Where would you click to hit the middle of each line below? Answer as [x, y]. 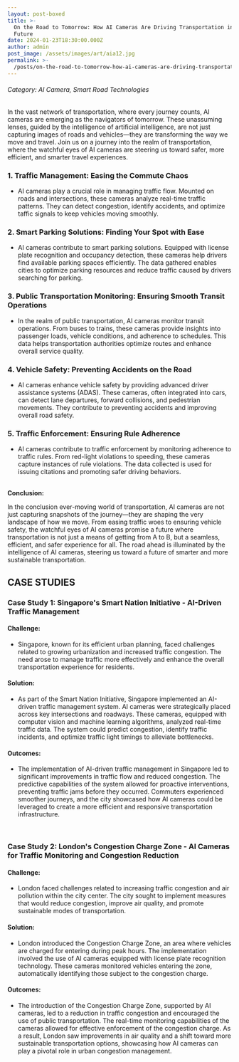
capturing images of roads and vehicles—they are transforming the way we [118, 134]
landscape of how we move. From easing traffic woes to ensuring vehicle [115, 522]
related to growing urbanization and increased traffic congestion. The [119, 651]
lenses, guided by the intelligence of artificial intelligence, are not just [109, 127]
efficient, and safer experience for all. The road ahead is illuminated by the [116, 545]
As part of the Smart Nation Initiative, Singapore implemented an [112, 699]
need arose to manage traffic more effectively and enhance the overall [121, 659]
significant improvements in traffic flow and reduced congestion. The [119, 777]
